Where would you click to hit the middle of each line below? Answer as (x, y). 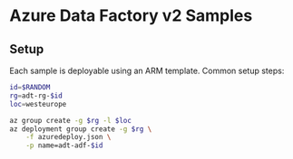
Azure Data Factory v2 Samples (131, 16)
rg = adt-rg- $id (36, 96)
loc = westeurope (38, 104)
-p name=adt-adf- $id (64, 145)
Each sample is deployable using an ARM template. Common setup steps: (147, 70)
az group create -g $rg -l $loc (70, 120)
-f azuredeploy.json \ (68, 137)
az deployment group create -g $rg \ (81, 129)
